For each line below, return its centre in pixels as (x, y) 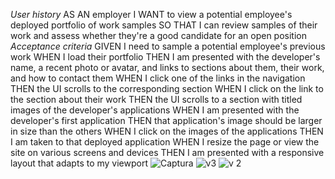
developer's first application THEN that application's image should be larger (166, 120)
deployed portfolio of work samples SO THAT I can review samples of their (164, 25)
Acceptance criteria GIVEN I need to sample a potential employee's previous (168, 46)
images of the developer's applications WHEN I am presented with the (155, 110)
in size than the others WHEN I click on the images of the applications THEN (167, 131)
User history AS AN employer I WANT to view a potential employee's (151, 14)
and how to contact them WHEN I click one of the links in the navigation (158, 78)
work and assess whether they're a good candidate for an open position (159, 35)
